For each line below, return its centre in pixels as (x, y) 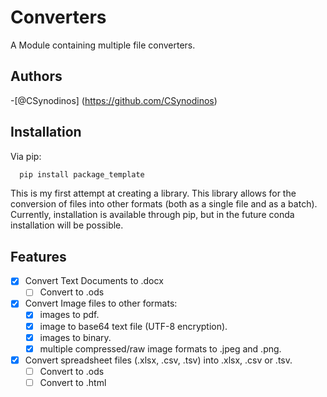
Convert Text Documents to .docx (94, 281)
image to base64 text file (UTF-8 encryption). (133, 326)
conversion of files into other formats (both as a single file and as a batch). (164, 204)
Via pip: (26, 156)
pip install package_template (82, 174)
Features (38, 256)
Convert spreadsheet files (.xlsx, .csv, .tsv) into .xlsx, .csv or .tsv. (158, 360)
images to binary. (75, 337)
